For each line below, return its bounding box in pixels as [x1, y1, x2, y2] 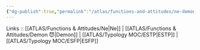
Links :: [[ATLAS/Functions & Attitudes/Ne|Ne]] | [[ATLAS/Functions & [6, 25, 177, 32]
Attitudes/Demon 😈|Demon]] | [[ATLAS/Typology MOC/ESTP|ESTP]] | [6, 31, 179, 38]
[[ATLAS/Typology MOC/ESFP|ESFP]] [6, 37, 99, 44]
